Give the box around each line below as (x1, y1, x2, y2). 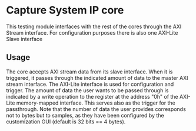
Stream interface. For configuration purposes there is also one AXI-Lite (6, 29, 178, 36)
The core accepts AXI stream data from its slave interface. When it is (6, 68, 173, 75)
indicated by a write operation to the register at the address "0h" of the (6, 93, 178, 100)
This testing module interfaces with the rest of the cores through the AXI (6, 23, 182, 30)
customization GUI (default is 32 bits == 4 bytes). (6, 118, 126, 125)
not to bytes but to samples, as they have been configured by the (6, 112, 164, 119)
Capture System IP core (6, 4, 124, 17)
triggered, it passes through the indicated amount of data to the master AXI (6, 74, 188, 81)
